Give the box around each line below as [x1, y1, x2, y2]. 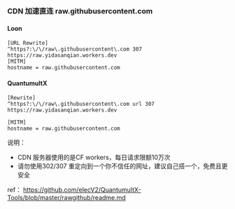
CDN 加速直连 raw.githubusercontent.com [7, 6, 153, 15]
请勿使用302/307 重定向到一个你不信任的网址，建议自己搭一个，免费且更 [17, 162, 228, 170]
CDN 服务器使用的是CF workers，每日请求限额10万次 [17, 153, 171, 162]
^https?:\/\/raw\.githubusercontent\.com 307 [7, 46, 142, 53]
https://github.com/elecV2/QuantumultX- [23, 186, 141, 194]
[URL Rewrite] [7, 40, 49, 47]
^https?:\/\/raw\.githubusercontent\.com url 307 [7, 100, 155, 108]
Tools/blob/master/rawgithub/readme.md [7, 194, 126, 202]
